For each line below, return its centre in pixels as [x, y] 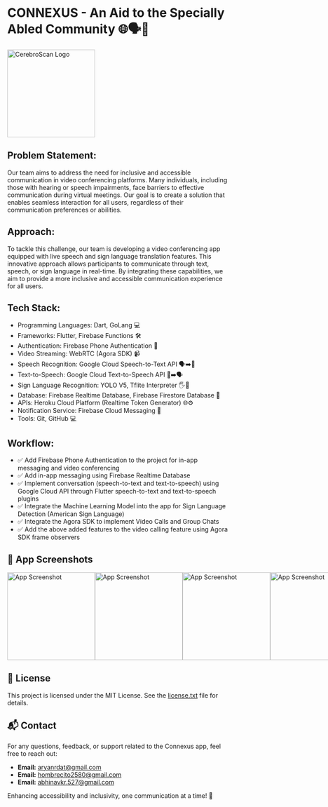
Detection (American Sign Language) [71, 514]
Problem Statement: [52, 156]
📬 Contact [32, 726]
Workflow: [31, 443]
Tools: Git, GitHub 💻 [47, 419]
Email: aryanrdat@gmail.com [59, 767]
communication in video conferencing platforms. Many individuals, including [117, 179]
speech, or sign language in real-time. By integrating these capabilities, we [115, 271]
